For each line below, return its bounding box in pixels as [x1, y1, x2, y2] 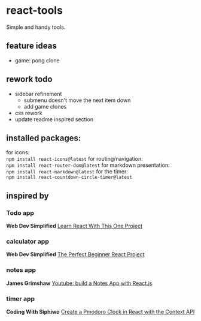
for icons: [6, 149, 30, 156]
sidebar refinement [14, 90, 62, 97]
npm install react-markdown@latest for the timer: [6, 168, 129, 175]
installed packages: [6, 133, 81, 143]
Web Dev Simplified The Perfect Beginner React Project [6, 251, 145, 258]
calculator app [6, 237, 49, 245]
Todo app [6, 208, 35, 217]
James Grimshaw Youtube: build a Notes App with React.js [6, 280, 153, 287]
